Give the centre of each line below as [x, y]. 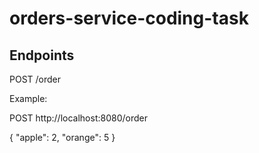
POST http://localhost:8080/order [78, 118]
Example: [28, 98]
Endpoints [42, 55]
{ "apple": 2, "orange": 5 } [62, 137]
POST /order [35, 79]
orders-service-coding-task [129, 18]
